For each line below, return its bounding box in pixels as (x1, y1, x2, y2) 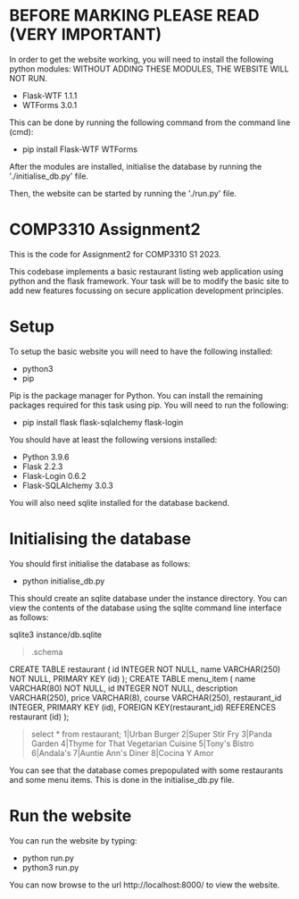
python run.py (21, 853, 74, 863)
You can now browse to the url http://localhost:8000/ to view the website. (9, 879, 280, 890)
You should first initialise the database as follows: (9, 558, 191, 568)
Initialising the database (9, 529, 192, 549)
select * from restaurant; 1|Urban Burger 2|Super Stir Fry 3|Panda (30, 728, 272, 739)
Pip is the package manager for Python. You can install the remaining (9, 390, 263, 400)
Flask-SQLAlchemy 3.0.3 (21, 480, 113, 491)
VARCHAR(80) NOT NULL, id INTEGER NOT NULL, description (9, 683, 238, 693)
